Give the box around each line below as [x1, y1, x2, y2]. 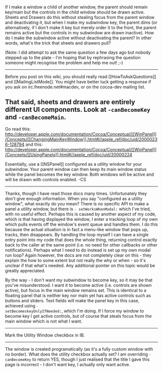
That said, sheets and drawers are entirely [5, 98, 135, 106]
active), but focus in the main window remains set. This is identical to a [5, 287, 147, 293]
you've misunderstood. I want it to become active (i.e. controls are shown [5, 282, 152, 288]
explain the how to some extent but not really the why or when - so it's [5, 257, 146, 263]
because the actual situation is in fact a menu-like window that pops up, [5, 226, 149, 232]
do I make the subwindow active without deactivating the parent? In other [5, 35, 152, 41]
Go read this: [5, 126, 31, 132]
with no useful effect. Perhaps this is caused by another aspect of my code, [5, 211, 157, 217]
